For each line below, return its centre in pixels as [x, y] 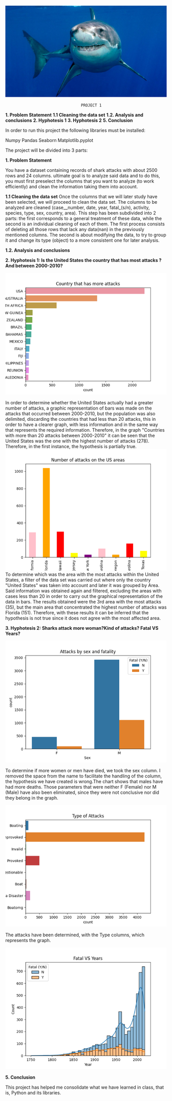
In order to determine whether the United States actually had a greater [79, 402]
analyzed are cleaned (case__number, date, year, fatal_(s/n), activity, [78, 207]
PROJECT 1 [91, 105]
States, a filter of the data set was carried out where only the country [78, 580]
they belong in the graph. [32, 797]
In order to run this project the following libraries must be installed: [76, 130]
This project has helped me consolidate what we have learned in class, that [85, 1087]
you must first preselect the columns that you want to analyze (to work [80, 181]
